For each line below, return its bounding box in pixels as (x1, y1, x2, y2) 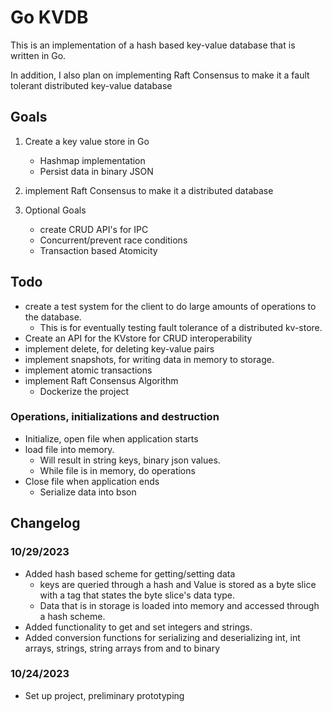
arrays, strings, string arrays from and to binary (24, 642, 221, 654)
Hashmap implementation (39, 154, 146, 166)
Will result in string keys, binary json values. (39, 454, 221, 466)
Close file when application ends (24, 475, 160, 487)
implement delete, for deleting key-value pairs (24, 342, 215, 355)
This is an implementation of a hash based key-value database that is (10, 39, 296, 51)
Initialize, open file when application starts (24, 432, 199, 445)
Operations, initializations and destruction (10, 410, 220, 424)
